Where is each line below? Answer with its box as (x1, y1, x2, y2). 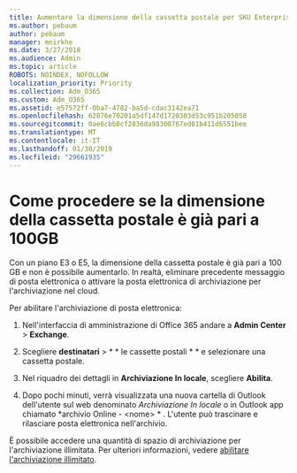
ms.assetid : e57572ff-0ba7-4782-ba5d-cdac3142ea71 (9, 103, 200, 112)
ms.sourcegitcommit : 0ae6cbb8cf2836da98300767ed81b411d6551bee (9, 120, 247, 129)
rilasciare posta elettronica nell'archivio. (21, 418, 168, 429)
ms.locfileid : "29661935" (9, 152, 104, 162)
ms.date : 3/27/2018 (9, 46, 81, 55)
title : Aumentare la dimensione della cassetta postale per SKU (9, 12, 251, 22)
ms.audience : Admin (9, 54, 81, 63)
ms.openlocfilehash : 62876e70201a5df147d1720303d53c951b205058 (9, 111, 247, 120)
